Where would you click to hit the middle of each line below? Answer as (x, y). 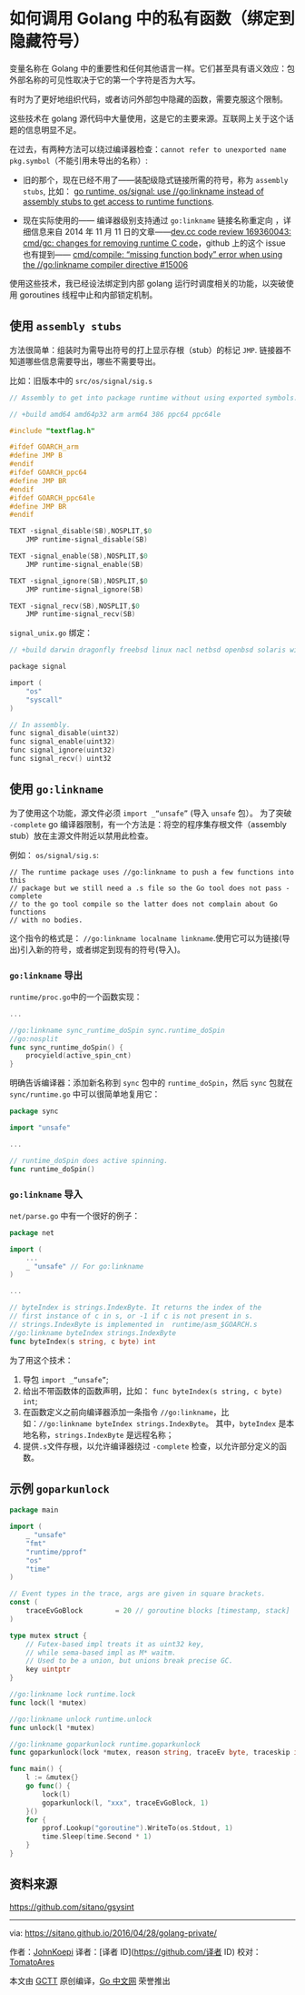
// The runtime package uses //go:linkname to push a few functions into (152, 872)
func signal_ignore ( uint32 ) (63, 750)
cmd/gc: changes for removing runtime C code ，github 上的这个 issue (154, 243)
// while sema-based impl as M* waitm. (101, 1653)
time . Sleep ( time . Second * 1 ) (97, 1837)
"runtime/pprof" (57, 1552)
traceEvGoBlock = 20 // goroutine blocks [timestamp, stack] (158, 1611)
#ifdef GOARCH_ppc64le (52, 498)
